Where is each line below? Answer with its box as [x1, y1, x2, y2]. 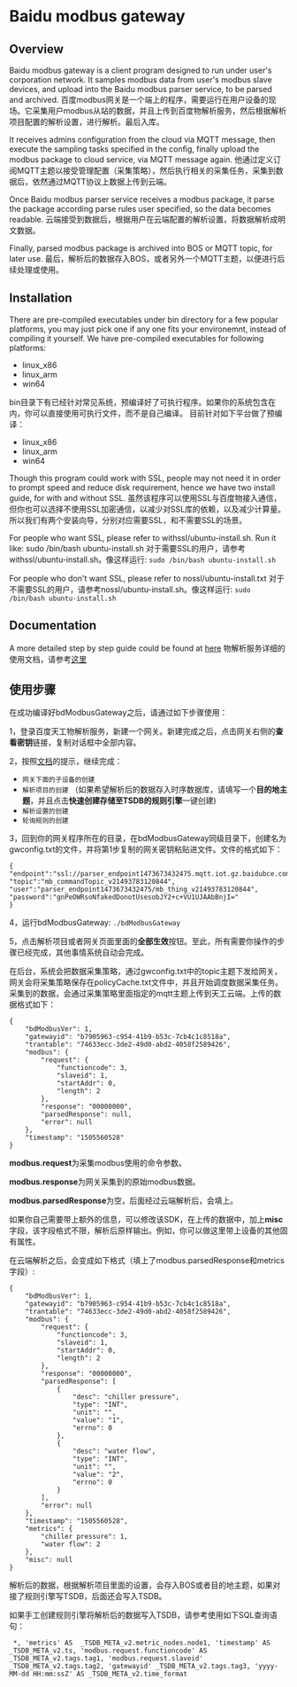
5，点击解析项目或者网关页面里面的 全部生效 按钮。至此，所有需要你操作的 [9, 936, 278, 947]
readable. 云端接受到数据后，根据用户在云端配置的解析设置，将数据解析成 [9, 215, 278, 224]
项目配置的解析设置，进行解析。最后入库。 [9, 117, 164, 127]
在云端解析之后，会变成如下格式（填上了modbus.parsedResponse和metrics [9, 1255, 285, 1266]
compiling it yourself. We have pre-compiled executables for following [9, 332, 264, 343]
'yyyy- [254, 1662, 278, 1671]
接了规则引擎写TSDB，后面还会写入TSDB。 [9, 1591, 167, 1602]
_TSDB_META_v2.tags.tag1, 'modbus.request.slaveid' [9, 1654, 203, 1663]
